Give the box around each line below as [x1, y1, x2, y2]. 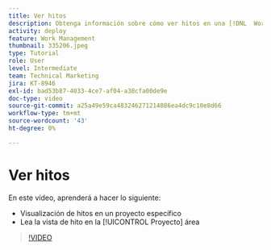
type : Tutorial [8, 49, 60, 57]
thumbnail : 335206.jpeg [8, 42, 89, 50]
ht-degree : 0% [8, 124, 56, 132]
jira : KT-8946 [8, 79, 56, 87]
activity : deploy [8, 27, 67, 35]
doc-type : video [8, 94, 63, 102]
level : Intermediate [8, 65, 78, 73]
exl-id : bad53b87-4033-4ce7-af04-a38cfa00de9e [8, 86, 168, 95]
